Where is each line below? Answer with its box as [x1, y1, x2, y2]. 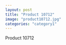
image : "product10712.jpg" [5, 16, 61, 21]
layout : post [5, 7, 32, 12]
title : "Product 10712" [5, 12, 55, 17]
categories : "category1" [5, 21, 57, 26]
